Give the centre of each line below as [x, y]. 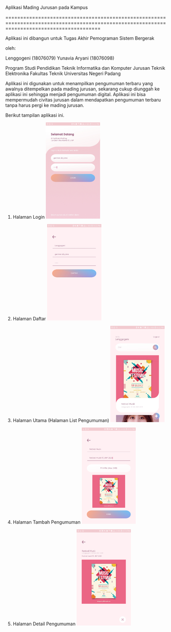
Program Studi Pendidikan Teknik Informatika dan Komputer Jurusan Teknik [85, 68]
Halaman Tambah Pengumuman [46, 522]
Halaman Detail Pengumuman [44, 624]
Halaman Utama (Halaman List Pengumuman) [61, 420]
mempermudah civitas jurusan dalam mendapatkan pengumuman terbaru [83, 100]
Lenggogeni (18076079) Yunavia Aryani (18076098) [60, 58]
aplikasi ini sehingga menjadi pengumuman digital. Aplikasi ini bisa [75, 94]
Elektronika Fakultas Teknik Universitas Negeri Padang [63, 73]
